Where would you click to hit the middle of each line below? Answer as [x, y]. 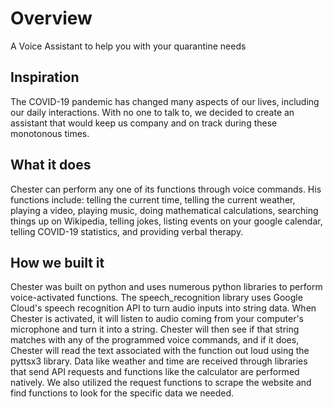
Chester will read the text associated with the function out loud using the [160, 351]
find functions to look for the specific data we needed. [122, 393]
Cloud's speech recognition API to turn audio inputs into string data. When [163, 308]
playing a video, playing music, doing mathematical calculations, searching [164, 210]
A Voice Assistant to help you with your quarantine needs [128, 46]
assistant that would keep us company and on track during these [144, 123]
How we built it [57, 262]
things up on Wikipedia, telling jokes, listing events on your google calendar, [166, 221]
